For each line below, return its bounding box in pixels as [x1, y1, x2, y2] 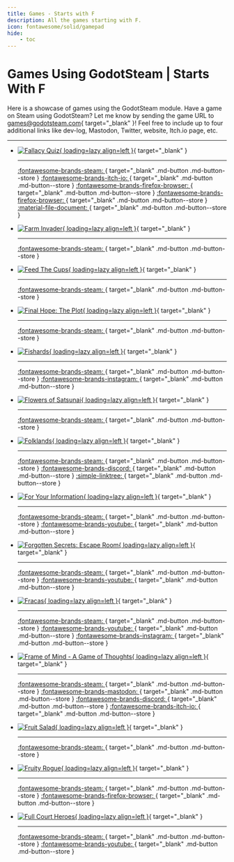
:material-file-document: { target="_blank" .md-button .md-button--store [17, 204, 227, 212]
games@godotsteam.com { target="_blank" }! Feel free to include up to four [7, 119, 224, 128]
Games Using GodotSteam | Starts [7, 66, 210, 82]
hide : [7, 29, 23, 37]
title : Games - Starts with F [7, 10, 95, 17]
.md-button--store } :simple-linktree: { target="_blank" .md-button [17, 471, 208, 480]
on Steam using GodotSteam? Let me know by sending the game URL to [7, 112, 214, 120]
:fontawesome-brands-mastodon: [40, 688, 138, 696]
